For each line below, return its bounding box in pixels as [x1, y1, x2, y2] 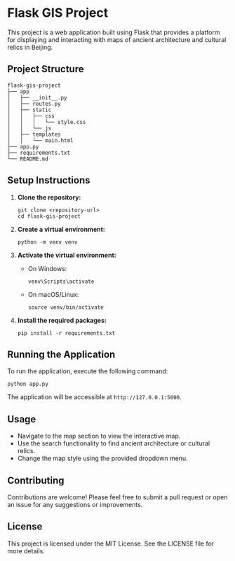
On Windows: [27, 264, 67, 272]
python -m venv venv [17, 238, 78, 246]
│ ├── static [7, 106, 52, 113]
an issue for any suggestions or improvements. [7, 501, 143, 508]
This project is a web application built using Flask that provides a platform [7, 28, 220, 36]
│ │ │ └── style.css [7, 118, 86, 125]
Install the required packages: [17, 316, 107, 324]
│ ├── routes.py [7, 100, 61, 107]
